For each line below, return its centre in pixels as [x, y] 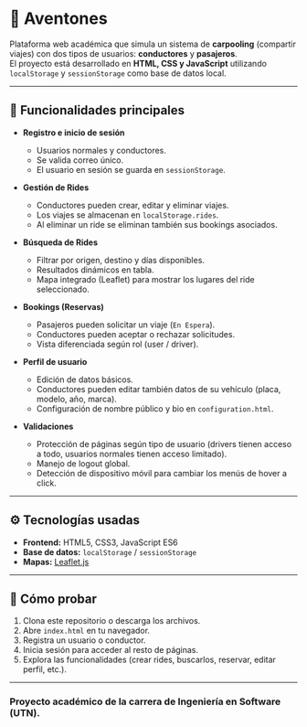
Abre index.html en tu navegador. [86, 631]
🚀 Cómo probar [53, 599]
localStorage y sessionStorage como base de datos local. [118, 73]
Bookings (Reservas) [64, 306]
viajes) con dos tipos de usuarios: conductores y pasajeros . [123, 53]
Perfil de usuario [55, 361]
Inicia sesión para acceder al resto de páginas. [111, 650]
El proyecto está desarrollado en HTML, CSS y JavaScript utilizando [138, 63]
